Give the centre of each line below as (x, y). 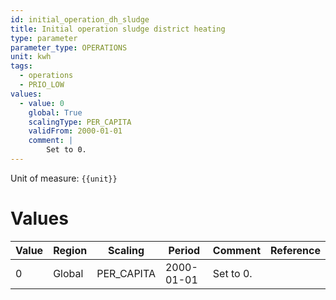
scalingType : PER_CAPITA (80, 122)
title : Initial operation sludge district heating (118, 29)
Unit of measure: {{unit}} (64, 178)
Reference (295, 250)
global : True (55, 112)
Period (184, 250)
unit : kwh (31, 57)
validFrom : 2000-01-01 (75, 131)
